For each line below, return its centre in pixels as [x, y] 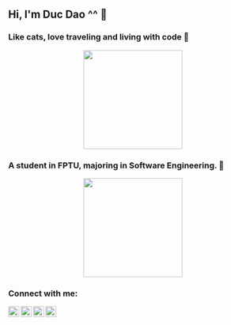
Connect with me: [43, 293]
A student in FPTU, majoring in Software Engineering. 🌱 [116, 165]
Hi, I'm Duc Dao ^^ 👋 [58, 15]
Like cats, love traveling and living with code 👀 [99, 37]
